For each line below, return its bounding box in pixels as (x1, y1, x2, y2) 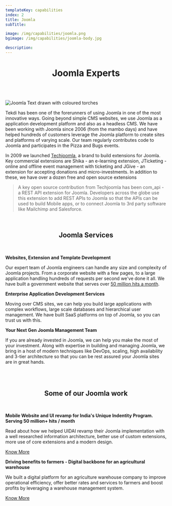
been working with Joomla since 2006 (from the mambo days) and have (5, 126, 158, 132)
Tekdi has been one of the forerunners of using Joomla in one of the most (5, 109, 161, 116)
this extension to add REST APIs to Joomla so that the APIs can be (17, 195, 158, 201)
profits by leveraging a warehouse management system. (5, 485, 124, 491)
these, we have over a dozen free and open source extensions (5, 174, 137, 180)
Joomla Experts (52, 67, 120, 79)
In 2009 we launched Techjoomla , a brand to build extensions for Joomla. (5, 152, 161, 158)
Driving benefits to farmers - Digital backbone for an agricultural (5, 459, 145, 465)
